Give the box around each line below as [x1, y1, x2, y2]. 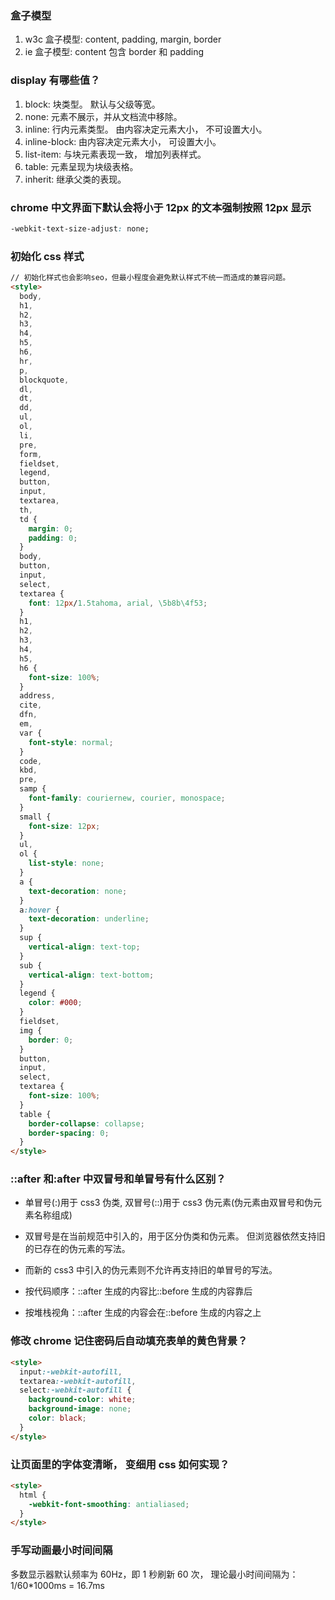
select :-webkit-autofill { [19, 1385, 132, 1396]
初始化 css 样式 [10, 249, 85, 263]
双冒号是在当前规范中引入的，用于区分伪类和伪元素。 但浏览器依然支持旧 [24, 1230, 326, 1242]
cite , [19, 700, 43, 711]
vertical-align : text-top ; [28, 942, 141, 952]
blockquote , [19, 375, 70, 385]
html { [19, 1490, 47, 1500]
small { [19, 812, 52, 822]
